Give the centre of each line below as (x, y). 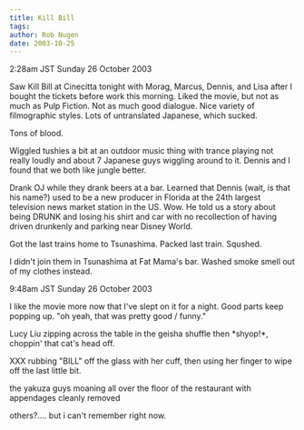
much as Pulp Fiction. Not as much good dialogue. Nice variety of (132, 106)
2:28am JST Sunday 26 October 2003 (81, 69)
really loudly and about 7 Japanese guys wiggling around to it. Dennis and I (150, 161)
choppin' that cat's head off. (62, 344)
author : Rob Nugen (44, 35)
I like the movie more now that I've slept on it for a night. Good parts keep (147, 306)
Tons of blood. (36, 134)
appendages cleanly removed (65, 398)
